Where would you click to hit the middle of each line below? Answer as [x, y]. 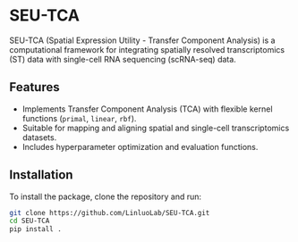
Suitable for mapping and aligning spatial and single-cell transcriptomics [156, 128]
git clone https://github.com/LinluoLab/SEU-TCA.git [110, 213]
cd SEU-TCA [30, 221]
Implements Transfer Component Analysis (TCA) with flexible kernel [147, 109]
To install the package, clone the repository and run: [106, 196]
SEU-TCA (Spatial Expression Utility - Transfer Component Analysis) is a [142, 40]
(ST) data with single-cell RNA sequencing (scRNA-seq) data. [123, 59]
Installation [41, 175]
